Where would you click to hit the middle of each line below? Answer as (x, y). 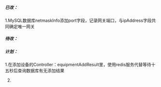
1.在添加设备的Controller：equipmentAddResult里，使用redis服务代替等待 (78, 65)
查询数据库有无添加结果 (41, 71)
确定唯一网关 (22, 26)
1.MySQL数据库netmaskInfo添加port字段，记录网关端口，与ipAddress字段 (78, 20)
